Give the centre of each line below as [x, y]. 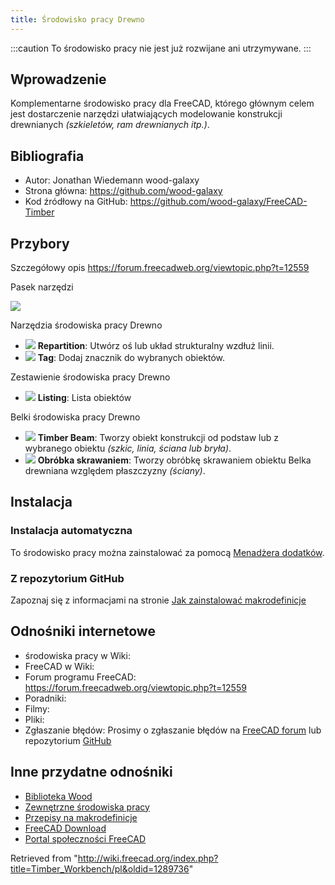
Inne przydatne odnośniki [91, 772]
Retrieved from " [44, 858]
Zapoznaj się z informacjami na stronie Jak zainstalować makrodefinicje [158, 600]
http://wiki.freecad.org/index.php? [148, 858]
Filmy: [37, 708]
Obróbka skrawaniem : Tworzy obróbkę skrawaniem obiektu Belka [174, 460]
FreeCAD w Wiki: [59, 666]
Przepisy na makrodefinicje [81, 817]
